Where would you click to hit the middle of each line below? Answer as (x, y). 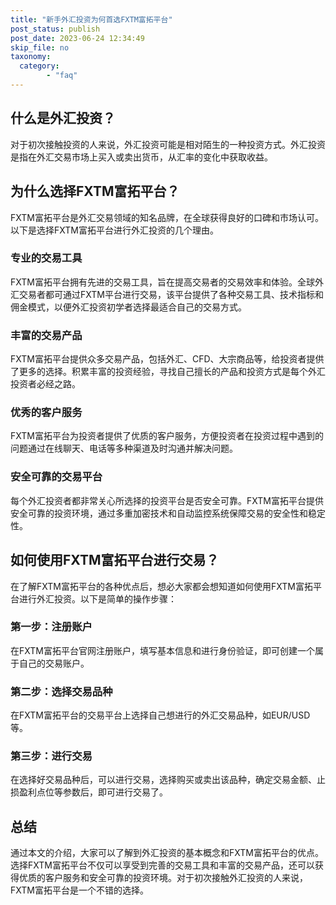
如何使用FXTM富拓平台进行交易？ (115, 560)
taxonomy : (31, 57)
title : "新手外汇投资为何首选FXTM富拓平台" (91, 19)
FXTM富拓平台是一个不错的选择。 (79, 890)
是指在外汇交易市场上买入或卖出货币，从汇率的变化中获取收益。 (141, 157)
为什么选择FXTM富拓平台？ (95, 191)
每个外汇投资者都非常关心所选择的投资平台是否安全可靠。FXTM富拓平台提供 (167, 500)
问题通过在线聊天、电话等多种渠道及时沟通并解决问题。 (124, 448)
